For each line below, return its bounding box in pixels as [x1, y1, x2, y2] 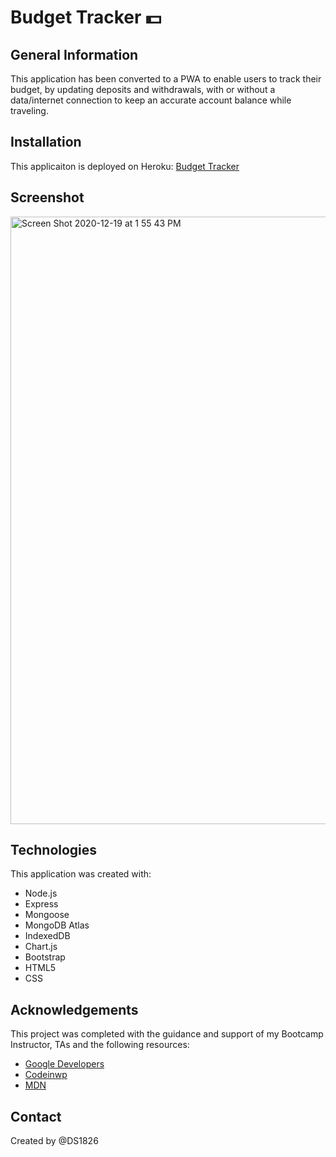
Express [24, 898, 59, 910]
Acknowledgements [10, 1001, 139, 1018]
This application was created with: [10, 868, 152, 880]
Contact [10, 1108, 62, 1125]
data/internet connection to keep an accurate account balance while [10, 94, 292, 106]
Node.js [24, 887, 58, 900]
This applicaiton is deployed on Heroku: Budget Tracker [10, 160, 240, 172]
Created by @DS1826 [10, 1135, 99, 1147]
